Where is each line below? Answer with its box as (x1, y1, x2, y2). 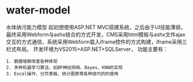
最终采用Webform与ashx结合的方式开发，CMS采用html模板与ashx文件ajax (6, 30, 186, 38)
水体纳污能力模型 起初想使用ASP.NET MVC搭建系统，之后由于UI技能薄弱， (6, 23, 186, 30)
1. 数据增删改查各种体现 (6, 58, 58, 64)
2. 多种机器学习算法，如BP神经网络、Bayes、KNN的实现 (6, 64, 123, 70)
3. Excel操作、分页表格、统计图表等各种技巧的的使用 (6, 71, 119, 77)
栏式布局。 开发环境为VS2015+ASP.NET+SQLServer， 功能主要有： (6, 45, 168, 53)
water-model (6, 4, 70, 17)
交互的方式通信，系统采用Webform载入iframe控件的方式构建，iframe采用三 (6, 38, 187, 45)
